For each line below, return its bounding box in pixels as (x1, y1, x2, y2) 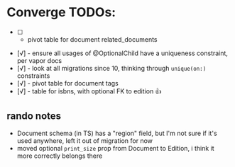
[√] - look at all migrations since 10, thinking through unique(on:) (16, 64, 207, 72)
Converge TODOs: (6, 4, 116, 21)
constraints (16, 71, 50, 80)
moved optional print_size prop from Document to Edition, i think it (16, 144, 214, 152)
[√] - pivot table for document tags (16, 79, 119, 87)
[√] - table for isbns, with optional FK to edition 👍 (16, 86, 162, 96)
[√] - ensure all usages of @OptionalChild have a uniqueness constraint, (16, 49, 229, 57)
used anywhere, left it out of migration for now (16, 136, 153, 145)
